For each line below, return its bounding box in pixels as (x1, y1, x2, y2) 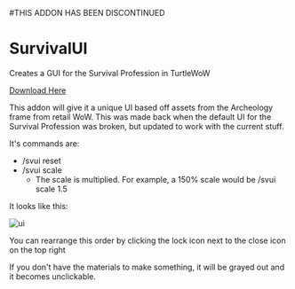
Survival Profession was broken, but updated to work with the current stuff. (9, 121, 284, 131)
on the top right (9, 244, 67, 255)
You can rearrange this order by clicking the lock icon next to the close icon (9, 235, 286, 246)
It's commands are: (9, 137, 80, 149)
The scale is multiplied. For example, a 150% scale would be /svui (35, 174, 276, 184)
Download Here (9, 84, 67, 96)
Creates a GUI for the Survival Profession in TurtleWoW (9, 67, 211, 78)
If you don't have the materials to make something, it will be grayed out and (9, 262, 285, 272)
